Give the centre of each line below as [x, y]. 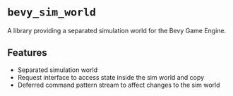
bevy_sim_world [52, 12]
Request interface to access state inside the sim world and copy [111, 77]
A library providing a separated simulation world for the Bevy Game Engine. [117, 30]
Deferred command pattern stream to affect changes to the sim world [119, 85]
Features [27, 53]
